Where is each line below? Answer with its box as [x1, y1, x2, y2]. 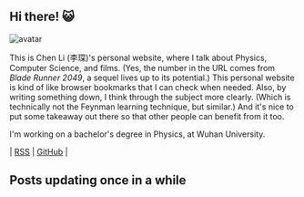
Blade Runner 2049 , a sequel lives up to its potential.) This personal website [9, 72, 295, 83]
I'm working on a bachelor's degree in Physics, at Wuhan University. [9, 129, 266, 140]
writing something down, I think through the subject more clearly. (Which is [9, 91, 291, 102]
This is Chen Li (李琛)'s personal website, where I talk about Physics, [9, 52, 268, 63]
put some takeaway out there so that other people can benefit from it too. [9, 110, 285, 121]
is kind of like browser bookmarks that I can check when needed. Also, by [9, 81, 287, 92]
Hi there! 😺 [9, 9, 76, 25]
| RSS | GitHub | [9, 146, 68, 157]
